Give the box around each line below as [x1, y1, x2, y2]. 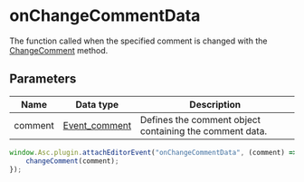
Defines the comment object [139, 113, 261, 126]
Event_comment [62, 119, 132, 131]
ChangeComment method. [9, 44, 109, 55]
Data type [75, 98, 119, 110]
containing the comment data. [139, 124, 268, 137]
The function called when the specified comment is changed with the [9, 35, 268, 46]
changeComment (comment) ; [25, 156, 119, 166]
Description [189, 98, 242, 110]
